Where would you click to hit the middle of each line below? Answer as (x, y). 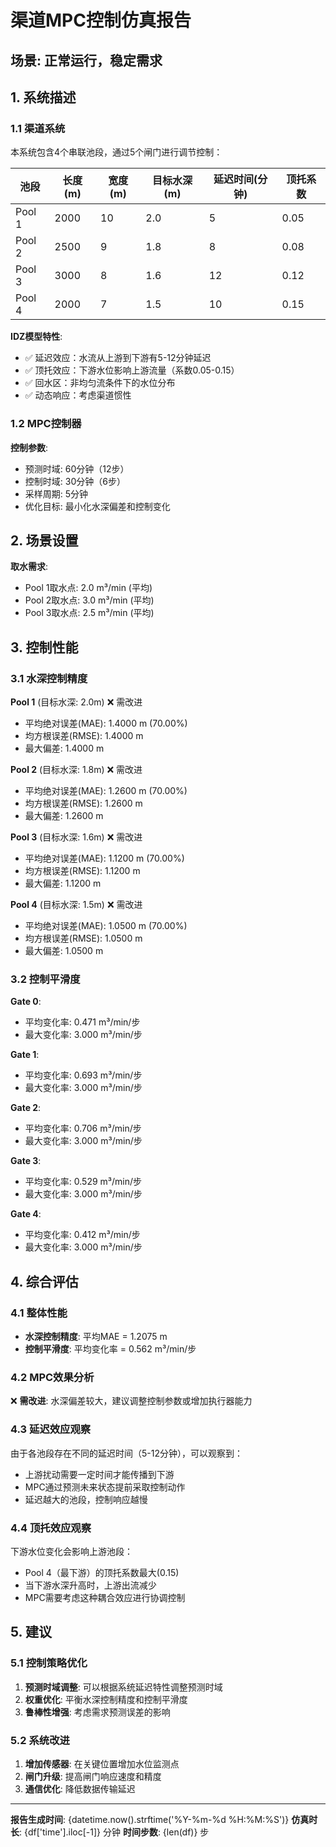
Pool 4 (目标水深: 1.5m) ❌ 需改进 (76, 905)
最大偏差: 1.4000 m (64, 748)
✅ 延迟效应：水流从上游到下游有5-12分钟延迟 (118, 358)
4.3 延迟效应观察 (51, 1429)
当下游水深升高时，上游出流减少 (90, 1585)
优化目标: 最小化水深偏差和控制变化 (97, 506)
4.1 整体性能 (39, 1313)
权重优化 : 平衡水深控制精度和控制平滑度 (106, 1699)
